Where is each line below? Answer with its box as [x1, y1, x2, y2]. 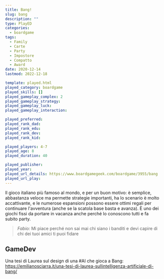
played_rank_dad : [5, 121, 41, 126]
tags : [5, 35, 16, 40]
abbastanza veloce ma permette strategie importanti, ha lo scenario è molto [5, 195, 160, 200]
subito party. [5, 216, 31, 222]
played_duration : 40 [5, 154, 48, 159]
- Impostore [9, 53, 35, 58]
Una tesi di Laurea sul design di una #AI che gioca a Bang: [5, 258, 124, 264]
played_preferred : [5, 117, 43, 122]
